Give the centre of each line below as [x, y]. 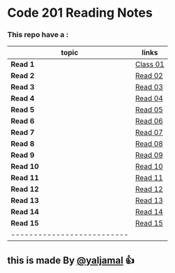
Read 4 [23, 98]
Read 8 [23, 144]
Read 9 [23, 155]
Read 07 [149, 133]
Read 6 [23, 121]
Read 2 [23, 76]
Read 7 [23, 133]
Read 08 [149, 144]
